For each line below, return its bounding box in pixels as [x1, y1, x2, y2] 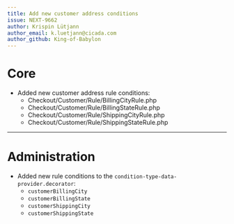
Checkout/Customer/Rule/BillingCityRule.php [27, 96, 157, 105]
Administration [7, 149, 95, 165]
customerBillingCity [27, 188, 88, 195]
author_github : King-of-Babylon [7, 36, 101, 43]
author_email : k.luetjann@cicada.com [7, 29, 117, 37]
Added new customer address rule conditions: [17, 89, 150, 97]
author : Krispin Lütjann [7, 23, 79, 30]
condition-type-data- [114, 173, 178, 180]
